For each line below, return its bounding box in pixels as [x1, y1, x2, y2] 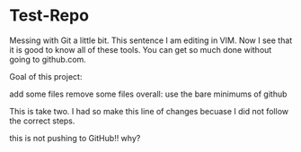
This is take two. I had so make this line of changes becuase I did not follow [9, 106, 289, 116]
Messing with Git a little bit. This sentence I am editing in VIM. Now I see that [9, 35, 293, 46]
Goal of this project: [9, 71, 83, 81]
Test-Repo [9, 5, 90, 26]
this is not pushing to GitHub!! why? [9, 132, 141, 143]
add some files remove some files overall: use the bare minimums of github [9, 89, 288, 99]
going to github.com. [9, 54, 87, 64]
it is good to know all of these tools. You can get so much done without [9, 44, 272, 55]
